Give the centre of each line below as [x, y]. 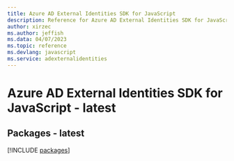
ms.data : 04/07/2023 [37, 40]
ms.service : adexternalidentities [57, 59]
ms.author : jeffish [36, 33]
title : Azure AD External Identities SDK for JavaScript [92, 14]
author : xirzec [29, 26]
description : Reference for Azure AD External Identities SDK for [106, 20]
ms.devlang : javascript [42, 53]
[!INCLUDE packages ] [39, 150]
